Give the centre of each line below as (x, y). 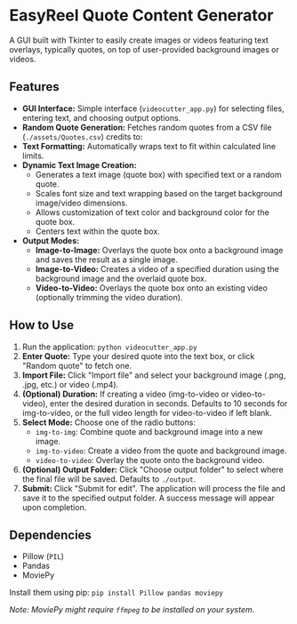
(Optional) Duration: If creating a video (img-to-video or (125, 394)
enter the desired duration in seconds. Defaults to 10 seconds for (169, 403)
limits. (33, 156)
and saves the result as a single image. (106, 260)
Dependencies (50, 535)
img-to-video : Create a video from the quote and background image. (161, 451)
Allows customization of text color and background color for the (152, 212)
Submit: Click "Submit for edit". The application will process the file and (154, 488)
